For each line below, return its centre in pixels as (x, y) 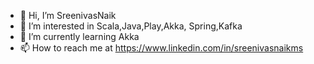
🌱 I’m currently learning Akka (79, 36)
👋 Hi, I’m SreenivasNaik (68, 15)
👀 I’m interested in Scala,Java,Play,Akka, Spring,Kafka (131, 26)
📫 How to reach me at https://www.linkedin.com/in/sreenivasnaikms (161, 48)
